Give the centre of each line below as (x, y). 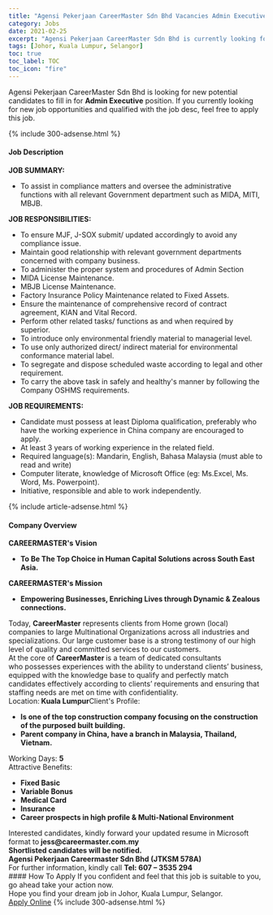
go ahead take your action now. (61, 885)
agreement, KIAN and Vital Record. (78, 312)
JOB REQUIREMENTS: (46, 405)
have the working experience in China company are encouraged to (132, 430)
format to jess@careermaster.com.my (74, 842)
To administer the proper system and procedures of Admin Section (132, 269)
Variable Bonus (46, 791)
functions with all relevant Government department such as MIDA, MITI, (140, 194)
